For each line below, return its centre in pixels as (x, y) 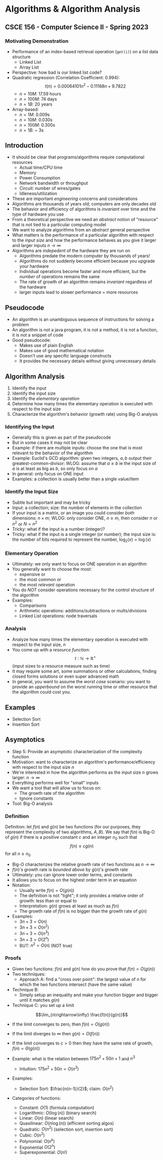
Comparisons (33, 605)
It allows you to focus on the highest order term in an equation (74, 880)
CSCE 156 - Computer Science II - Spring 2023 (77, 27)
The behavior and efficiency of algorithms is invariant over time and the (84, 209)
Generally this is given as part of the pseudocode (61, 437)
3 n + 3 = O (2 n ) (34, 939)
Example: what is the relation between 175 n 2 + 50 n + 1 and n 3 (73, 1058)
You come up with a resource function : (51, 649)
